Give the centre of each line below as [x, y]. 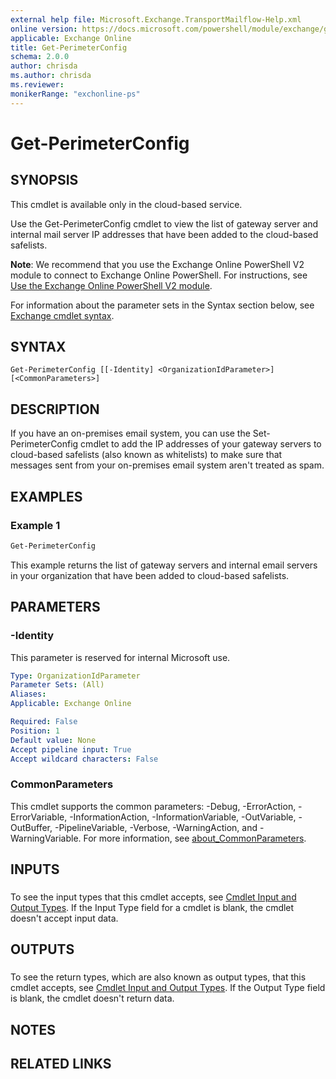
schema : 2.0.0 [40, 57]
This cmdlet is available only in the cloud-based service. [126, 204]
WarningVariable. [46, 838]
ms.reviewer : [37, 85]
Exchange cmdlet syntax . [62, 315]
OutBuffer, [31, 827]
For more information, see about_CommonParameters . [195, 838]
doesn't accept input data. [64, 918]
